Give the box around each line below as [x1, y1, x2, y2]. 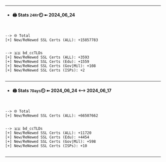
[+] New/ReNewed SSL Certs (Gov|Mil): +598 [5, 139, 96, 144]
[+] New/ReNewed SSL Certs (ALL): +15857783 [5, 38, 98, 42]
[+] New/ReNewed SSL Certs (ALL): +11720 [5, 130, 92, 136]
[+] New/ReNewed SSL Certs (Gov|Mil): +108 [5, 64, 96, 69]
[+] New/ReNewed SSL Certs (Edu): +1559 [5, 59, 90, 64]
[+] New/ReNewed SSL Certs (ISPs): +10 [5, 144, 87, 149]
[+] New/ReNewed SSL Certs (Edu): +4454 [5, 135, 90, 140]
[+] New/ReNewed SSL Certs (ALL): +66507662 [5, 113, 98, 119]
